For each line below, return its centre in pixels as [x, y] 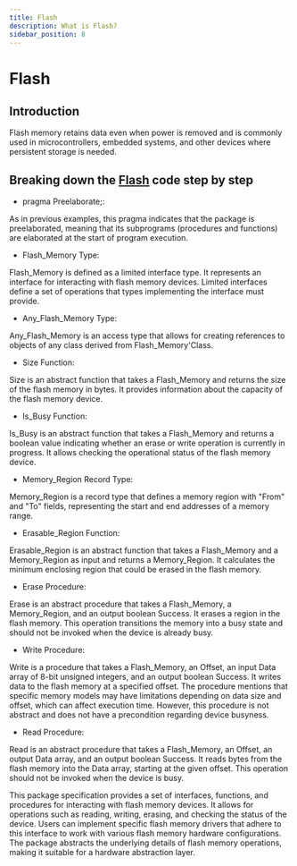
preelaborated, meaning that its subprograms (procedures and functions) [144, 228]
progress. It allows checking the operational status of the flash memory [140, 453]
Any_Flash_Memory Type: [70, 318]
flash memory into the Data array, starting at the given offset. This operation [149, 768]
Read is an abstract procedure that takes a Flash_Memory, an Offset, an [141, 750]
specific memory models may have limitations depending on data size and [145, 696]
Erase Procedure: [54, 587]
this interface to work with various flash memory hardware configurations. [145, 834]
